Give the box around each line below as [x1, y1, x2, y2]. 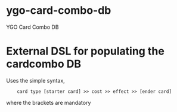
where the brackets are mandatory [6, 99, 91, 106]
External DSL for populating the [6, 44, 165, 58]
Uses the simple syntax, [6, 77, 66, 84]
